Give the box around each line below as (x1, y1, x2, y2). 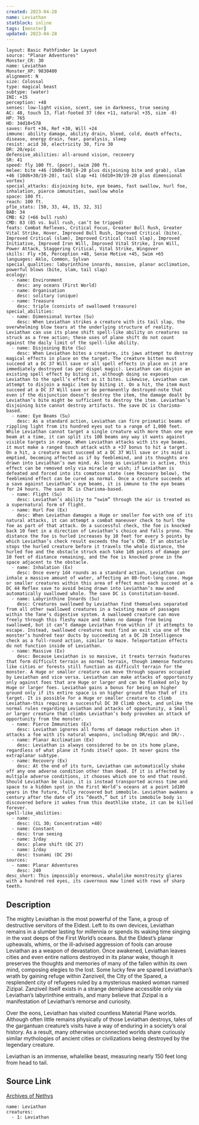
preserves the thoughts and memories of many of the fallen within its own (6, 960, 188, 967)
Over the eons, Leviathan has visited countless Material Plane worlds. (6, 1009, 177, 1016)
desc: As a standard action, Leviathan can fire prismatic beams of (17, 419, 191, 425)
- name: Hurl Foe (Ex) (11, 507, 68, 514)
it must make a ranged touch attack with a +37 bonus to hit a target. (6, 444, 188, 451)
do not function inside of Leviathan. (6, 643, 102, 649)
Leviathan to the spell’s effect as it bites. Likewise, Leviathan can (6, 377, 188, 383)
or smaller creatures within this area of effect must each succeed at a (6, 580, 194, 586)
